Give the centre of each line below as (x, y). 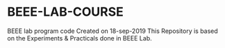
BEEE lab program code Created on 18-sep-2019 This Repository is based (113, 31)
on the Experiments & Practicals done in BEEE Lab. (80, 38)
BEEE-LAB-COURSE (65, 12)
